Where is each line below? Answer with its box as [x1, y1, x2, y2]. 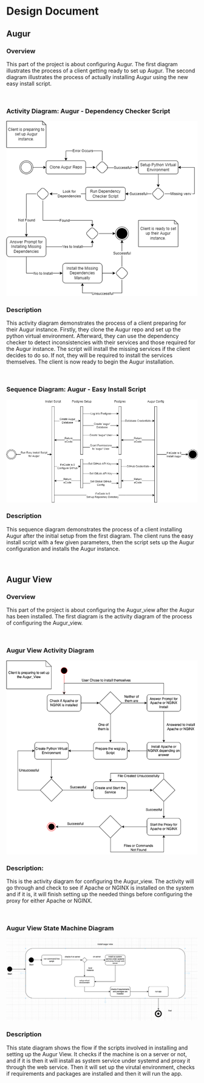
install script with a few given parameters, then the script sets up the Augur [6, 538, 194, 545]
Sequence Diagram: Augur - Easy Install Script [6, 385, 146, 393]
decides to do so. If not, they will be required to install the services [6, 351, 173, 359]
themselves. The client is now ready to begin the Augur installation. [6, 358, 175, 365]
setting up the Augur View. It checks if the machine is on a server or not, [6, 1050, 187, 1057]
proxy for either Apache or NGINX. [6, 897, 93, 904]
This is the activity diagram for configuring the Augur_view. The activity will [6, 877, 194, 885]
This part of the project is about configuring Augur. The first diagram [6, 60, 178, 67]
